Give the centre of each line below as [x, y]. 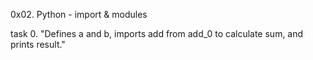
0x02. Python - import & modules [79, 14]
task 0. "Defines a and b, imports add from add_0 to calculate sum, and [157, 33]
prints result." [38, 44]
